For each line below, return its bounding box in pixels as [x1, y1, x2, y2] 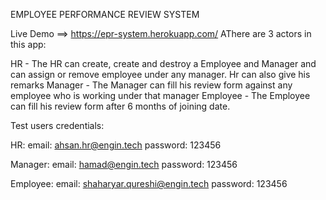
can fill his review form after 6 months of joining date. [10, 100, 231, 112]
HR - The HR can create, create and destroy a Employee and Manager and [10, 58, 317, 69]
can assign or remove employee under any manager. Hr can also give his [10, 69, 311, 80]
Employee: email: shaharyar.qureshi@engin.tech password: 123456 [10, 178, 288, 189]
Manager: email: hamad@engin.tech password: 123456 [10, 159, 238, 170]
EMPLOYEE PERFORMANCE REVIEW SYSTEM [10, 9, 200, 20]
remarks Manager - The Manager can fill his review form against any [10, 79, 293, 91]
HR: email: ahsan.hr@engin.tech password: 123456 [10, 139, 222, 151]
